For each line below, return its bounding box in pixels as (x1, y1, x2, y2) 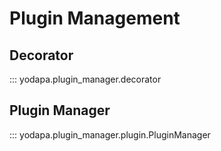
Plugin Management (9, 7, 181, 30)
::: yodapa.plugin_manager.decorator (9, 73, 162, 85)
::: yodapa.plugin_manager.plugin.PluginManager (9, 128, 211, 141)
